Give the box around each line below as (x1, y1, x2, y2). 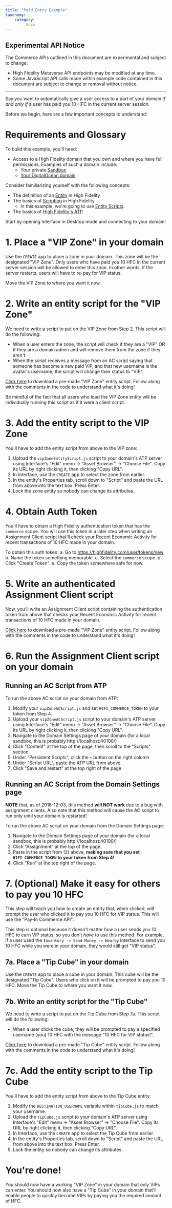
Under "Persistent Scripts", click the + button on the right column (12, 754, 149, 760)
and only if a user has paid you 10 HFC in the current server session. (5, 101, 150, 107)
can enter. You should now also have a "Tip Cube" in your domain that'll (5, 1187, 157, 1193)
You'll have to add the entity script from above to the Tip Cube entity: (5, 1093, 151, 1099)
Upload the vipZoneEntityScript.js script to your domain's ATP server (12, 455, 162, 461)
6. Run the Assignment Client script (5, 650, 160, 662)
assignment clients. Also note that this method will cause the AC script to (5, 807, 159, 813)
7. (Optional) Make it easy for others (5, 878, 161, 889)
